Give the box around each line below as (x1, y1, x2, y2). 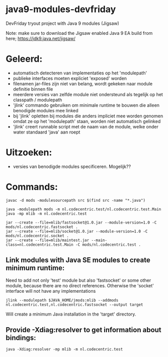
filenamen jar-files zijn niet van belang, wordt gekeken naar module (13, 80, 153, 86)
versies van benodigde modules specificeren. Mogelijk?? (13, 163, 131, 169)
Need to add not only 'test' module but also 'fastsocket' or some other (6, 277, 151, 283)
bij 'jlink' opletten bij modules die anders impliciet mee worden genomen (13, 113, 163, 119)
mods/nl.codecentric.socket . (6, 233, 69, 238)
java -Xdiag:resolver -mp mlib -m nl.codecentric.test (6, 347, 123, 352)
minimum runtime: (6, 264, 65, 273)
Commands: (6, 181, 58, 193)
